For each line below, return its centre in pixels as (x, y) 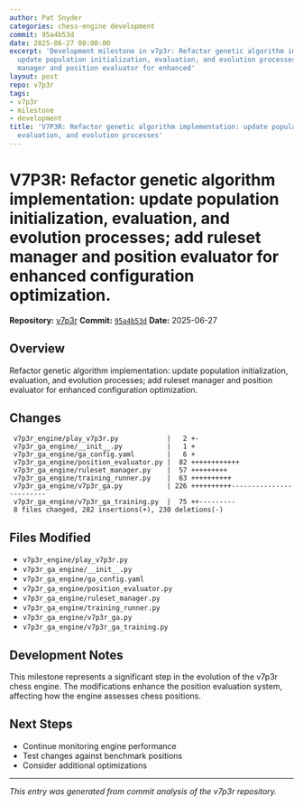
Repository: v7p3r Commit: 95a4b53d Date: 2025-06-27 (114, 320)
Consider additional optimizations (84, 765)
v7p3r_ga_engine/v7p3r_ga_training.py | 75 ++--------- (124, 502)
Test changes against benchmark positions (102, 755)
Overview (37, 349)
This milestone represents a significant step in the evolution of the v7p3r (143, 677)
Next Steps (41, 724)
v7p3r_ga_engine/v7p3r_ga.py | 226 (100, 486)
